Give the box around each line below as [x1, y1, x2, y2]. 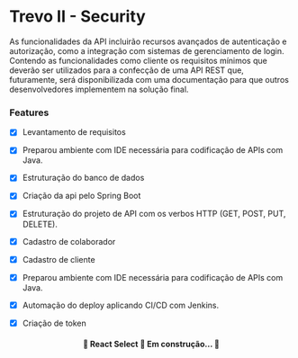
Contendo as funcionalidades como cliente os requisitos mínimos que [9, 55, 267, 66]
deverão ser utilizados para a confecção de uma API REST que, [9, 65, 245, 76]
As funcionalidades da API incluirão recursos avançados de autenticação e [9, 36, 287, 47]
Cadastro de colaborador [22, 236, 116, 246]
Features [9, 106, 50, 119]
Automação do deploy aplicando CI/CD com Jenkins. [22, 300, 220, 310]
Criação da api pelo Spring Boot [22, 191, 141, 201]
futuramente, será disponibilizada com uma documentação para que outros [9, 74, 290, 85]
